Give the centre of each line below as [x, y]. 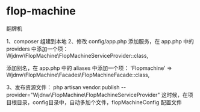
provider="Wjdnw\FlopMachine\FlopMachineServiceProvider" [83, 95]
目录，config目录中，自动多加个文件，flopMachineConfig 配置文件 [99, 102]
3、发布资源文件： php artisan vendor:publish [63, 87]
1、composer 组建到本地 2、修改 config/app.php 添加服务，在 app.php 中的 [100, 41]
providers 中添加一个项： [37, 49]
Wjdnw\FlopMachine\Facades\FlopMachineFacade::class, [78, 75]
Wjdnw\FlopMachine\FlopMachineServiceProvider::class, [77, 55]
